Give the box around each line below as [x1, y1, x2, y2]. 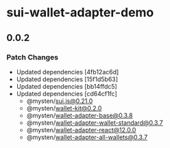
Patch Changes [6, 53, 59, 62]
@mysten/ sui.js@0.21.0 [26, 97, 93, 105]
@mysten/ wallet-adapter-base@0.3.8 [26, 111, 133, 119]
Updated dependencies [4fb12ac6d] [16, 68, 119, 76]
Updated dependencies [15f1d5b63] [16, 75, 118, 83]
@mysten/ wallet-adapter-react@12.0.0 [26, 125, 136, 134]
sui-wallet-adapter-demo [6, 5, 154, 20]
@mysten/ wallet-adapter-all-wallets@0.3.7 [26, 133, 148, 141]
